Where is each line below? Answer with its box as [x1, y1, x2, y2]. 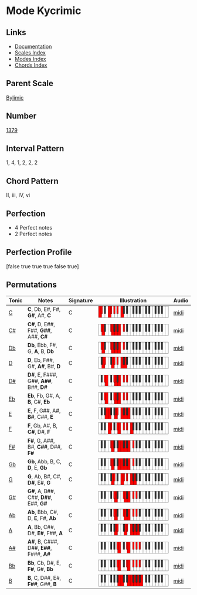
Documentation [14, 43, 52, 50]
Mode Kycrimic [6, 4, 81, 18]
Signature [68, 297, 93, 304]
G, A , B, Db [27, 347, 55, 355]
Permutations [6, 280, 57, 290]
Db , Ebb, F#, [27, 341, 57, 348]
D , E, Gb [27, 464, 47, 471]
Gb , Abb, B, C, [27, 458, 62, 465]
